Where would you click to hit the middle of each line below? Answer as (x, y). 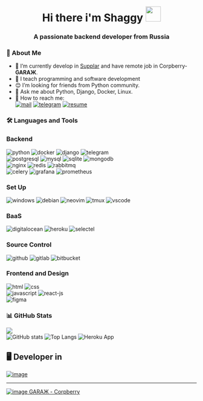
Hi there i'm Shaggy (93, 18)
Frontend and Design (38, 274)
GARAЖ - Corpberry (55, 391)
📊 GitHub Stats (29, 315)
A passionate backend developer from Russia (101, 37)
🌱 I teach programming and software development (78, 79)
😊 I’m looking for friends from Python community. (77, 85)
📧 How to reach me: (40, 98)
